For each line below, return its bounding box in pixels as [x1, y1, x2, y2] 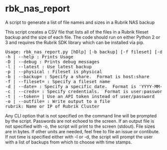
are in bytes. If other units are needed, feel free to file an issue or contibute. [5, 128, 160, 134]
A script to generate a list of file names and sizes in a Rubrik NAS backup [5, 19, 155, 25]
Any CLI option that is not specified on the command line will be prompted [5, 112, 157, 119]
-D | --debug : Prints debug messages [5, 59, 100, 64]
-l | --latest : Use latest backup [5, 64, 92, 69]
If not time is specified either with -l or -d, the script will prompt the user [5, 134, 153, 140]
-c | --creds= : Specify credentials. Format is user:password [5, 89, 166, 94]
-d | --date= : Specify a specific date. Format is [5, 84, 137, 89]
